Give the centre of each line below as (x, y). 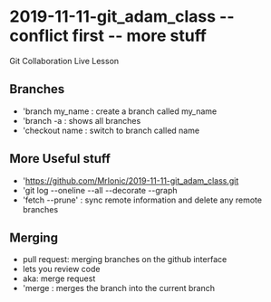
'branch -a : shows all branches (82, 120)
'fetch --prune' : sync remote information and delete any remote (142, 200)
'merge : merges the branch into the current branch (119, 288)
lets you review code (61, 269)
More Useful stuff (60, 159)
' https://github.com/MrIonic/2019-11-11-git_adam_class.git (131, 180)
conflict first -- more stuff (108, 36)
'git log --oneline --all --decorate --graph (100, 190)
